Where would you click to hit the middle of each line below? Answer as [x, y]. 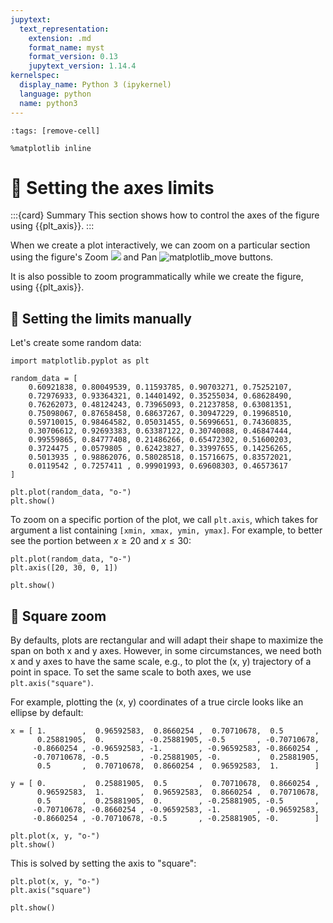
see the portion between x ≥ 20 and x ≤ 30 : [101, 541]
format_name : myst [66, 47]
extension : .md [60, 38]
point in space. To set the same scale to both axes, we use [131, 672]
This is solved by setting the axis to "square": [103, 863]
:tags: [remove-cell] [55, 131]
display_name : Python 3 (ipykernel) [95, 85]
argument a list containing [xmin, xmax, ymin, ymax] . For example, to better [166, 530]
